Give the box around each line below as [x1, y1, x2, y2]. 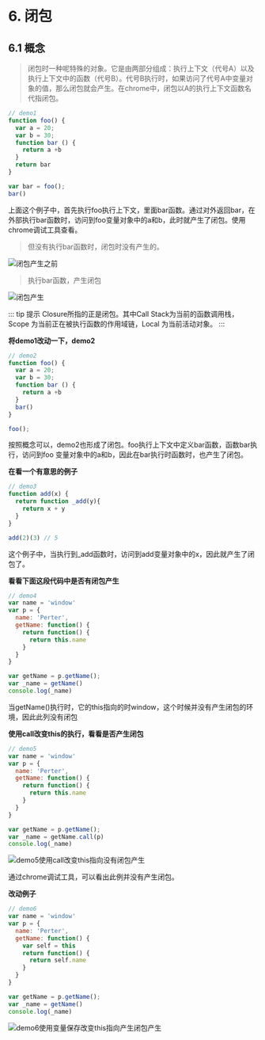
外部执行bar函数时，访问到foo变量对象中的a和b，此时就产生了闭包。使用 [8, 215, 246, 224]
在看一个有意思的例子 [8, 467, 78, 476]
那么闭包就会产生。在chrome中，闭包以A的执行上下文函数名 [55, 84, 252, 93]
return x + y [22, 505, 66, 512]
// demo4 [8, 592, 37, 600]
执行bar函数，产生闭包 [27, 275, 101, 285]
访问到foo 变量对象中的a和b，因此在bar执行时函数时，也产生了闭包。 [21, 450, 248, 459]
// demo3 [8, 482, 37, 491]
